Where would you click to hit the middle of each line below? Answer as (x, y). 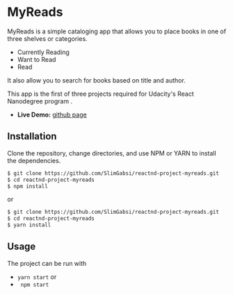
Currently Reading (43, 52)
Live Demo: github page (52, 115)
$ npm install (28, 186)
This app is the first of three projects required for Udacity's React (101, 94)
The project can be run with (47, 263)
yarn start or (37, 277)
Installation (32, 136)
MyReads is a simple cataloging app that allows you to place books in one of (117, 31)
